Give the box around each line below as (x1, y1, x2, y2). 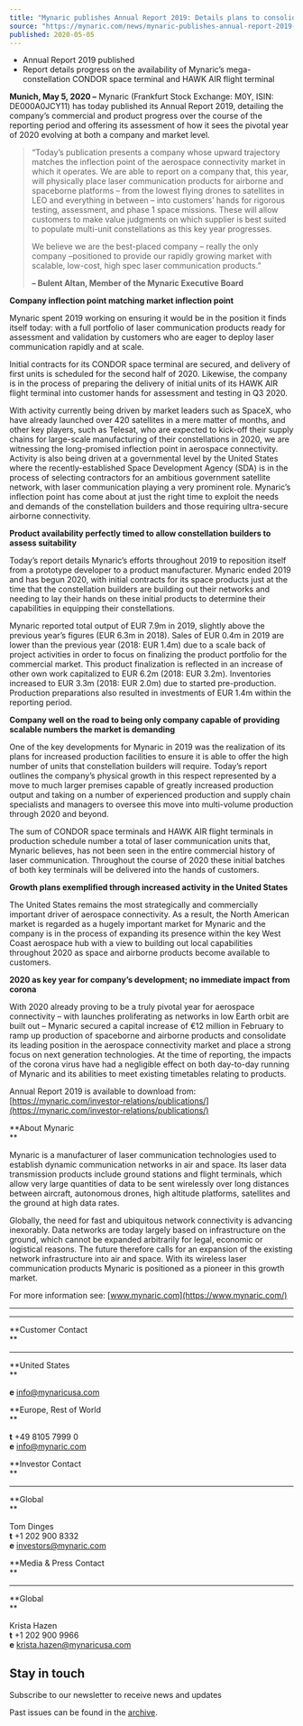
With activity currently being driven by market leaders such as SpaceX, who (9, 405, 291, 416)
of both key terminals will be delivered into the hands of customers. (9, 865, 260, 876)
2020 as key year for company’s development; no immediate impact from (9, 975, 290, 986)
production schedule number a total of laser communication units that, (9, 836, 271, 847)
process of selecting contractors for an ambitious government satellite (9, 473, 271, 483)
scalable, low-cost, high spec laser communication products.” (31, 261, 262, 271)
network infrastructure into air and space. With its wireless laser (9, 1253, 247, 1264)
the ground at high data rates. (9, 1198, 120, 1208)
